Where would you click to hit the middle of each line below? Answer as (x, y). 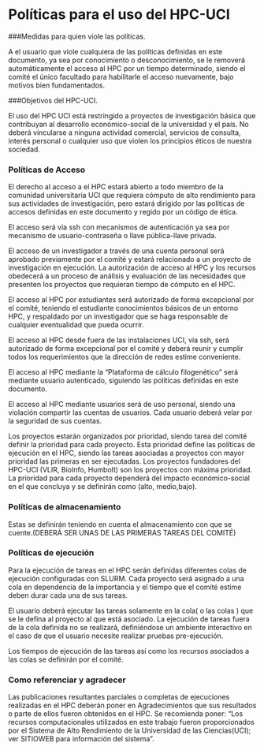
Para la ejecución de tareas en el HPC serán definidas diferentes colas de (127, 570)
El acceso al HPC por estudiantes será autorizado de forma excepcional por (131, 300)
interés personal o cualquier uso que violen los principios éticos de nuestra (130, 140)
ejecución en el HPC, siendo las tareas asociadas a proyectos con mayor (126, 453)
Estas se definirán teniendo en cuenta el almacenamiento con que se (120, 524)
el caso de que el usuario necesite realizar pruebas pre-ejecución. (116, 636)
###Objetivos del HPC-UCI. (53, 100)
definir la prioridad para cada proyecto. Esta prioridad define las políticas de (132, 445)
